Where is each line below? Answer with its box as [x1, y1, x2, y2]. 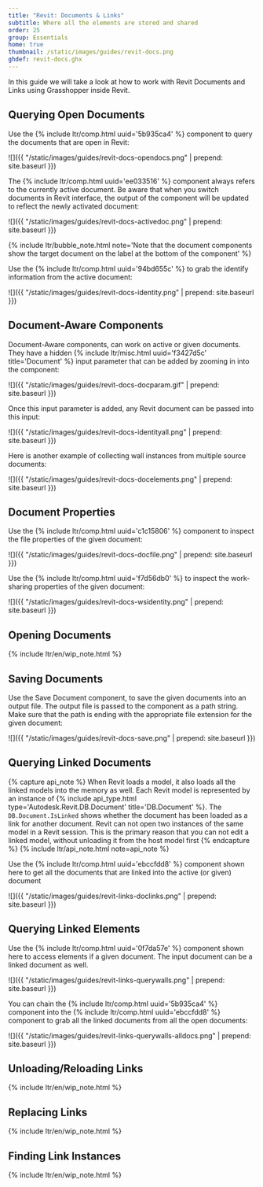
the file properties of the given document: [8, 534, 143, 544]
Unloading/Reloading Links [8, 1062, 144, 1075]
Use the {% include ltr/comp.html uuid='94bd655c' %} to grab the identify [8, 264, 249, 273]
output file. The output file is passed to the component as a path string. [8, 701, 239, 711]
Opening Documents [8, 628, 111, 642]
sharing [8, 582, 33, 591]
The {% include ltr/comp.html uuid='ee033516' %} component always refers [8, 176, 255, 186]
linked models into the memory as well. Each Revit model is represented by [8, 785, 250, 795]
